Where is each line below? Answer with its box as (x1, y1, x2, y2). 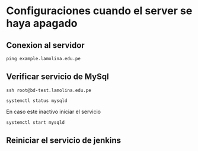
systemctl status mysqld (6, 97, 68, 104)
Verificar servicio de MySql (6, 72, 109, 82)
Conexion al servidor (6, 40, 85, 50)
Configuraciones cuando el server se (6, 4, 193, 18)
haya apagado (6, 17, 78, 30)
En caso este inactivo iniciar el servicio (6, 108, 101, 115)
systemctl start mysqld (6, 119, 65, 125)
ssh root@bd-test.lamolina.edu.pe (6, 87, 92, 93)
